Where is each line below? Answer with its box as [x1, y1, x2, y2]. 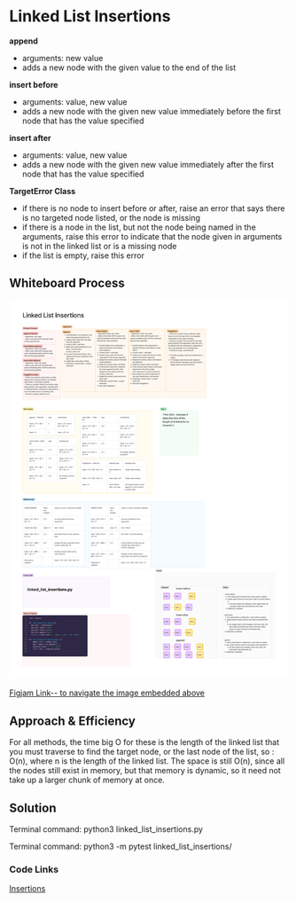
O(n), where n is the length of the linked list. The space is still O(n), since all [9, 756, 285, 766]
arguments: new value [21, 52, 104, 63]
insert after [9, 132, 51, 143]
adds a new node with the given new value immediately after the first [21, 159, 275, 169]
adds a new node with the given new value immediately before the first [21, 106, 281, 116]
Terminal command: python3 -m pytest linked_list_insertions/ [9, 841, 232, 851]
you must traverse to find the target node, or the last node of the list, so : [9, 747, 275, 757]
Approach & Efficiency [9, 713, 136, 728]
